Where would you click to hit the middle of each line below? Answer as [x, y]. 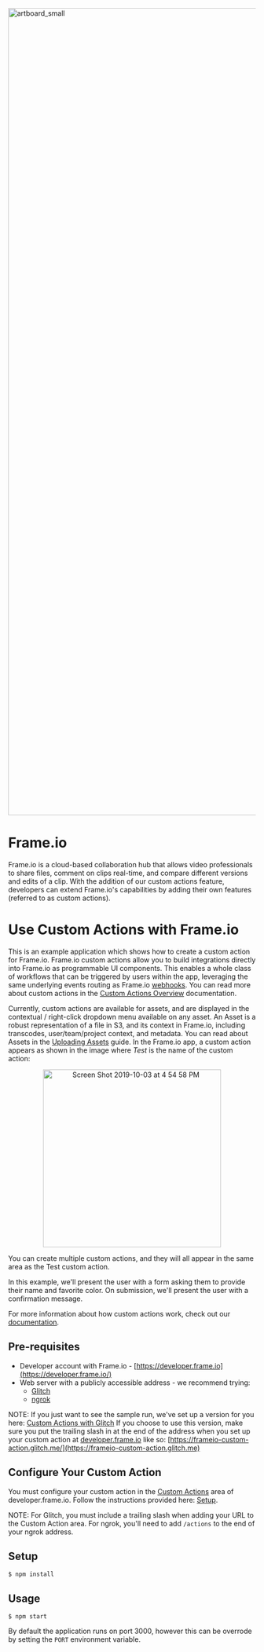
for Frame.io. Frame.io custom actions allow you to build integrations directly [132, 960]
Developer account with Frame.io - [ [78, 1365]
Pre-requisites [44, 1347]
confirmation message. [46, 1299]
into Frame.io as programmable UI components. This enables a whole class [130, 968]
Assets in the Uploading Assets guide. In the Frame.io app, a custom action [130, 1042]
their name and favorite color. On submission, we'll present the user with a [128, 1290]
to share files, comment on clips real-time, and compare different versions [128, 873]
